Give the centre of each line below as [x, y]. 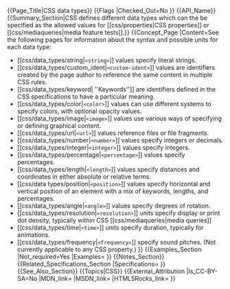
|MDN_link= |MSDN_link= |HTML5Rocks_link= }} [107, 278]
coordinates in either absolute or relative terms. [84, 177]
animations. [33, 235]
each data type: [29, 47]
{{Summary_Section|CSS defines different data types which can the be [107, 18]
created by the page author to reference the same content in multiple [115, 75]
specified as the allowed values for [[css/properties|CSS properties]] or [108, 25]
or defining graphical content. [59, 126]
